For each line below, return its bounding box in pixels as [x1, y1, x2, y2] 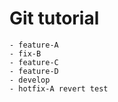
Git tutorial [9, 7, 100, 30]
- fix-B [9, 48, 42, 59]
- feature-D [9, 66, 59, 76]
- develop [9, 75, 51, 85]
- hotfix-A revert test [9, 83, 109, 94]
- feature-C [9, 57, 59, 67]
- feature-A [9, 40, 59, 50]
